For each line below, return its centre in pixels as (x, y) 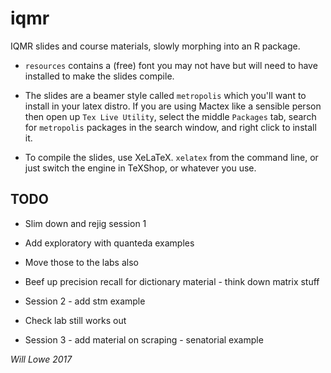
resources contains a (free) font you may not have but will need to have (171, 65)
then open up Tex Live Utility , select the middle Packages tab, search (170, 116)
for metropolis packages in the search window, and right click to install (170, 127)
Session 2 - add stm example (85, 301)
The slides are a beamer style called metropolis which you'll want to (165, 95)
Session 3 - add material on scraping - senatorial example (144, 339)
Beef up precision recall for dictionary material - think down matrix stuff (172, 281)
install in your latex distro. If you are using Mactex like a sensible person (173, 106)
